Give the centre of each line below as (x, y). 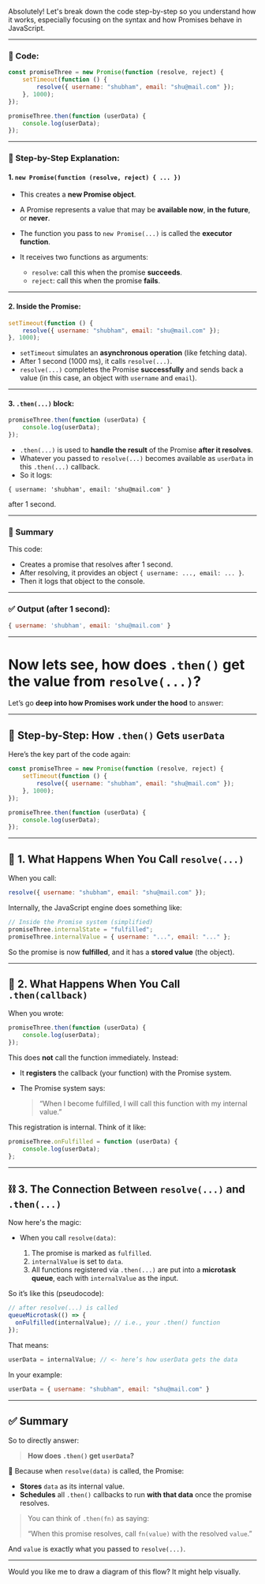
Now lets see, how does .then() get (127, 664)
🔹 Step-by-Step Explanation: (64, 159)
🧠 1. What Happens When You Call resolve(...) (126, 859)
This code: (26, 549)
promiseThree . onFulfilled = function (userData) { (93, 1142)
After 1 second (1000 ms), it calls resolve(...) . (96, 361)
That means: (28, 1345)
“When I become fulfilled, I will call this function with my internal (143, 1103)
